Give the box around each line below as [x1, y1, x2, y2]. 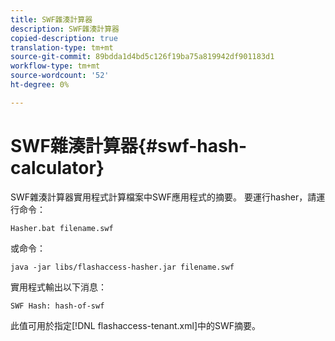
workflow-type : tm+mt [10, 61, 101, 71]
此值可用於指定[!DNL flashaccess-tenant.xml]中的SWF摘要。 [10, 319, 262, 331]
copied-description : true [10, 33, 118, 43]
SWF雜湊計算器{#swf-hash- [10, 134, 248, 157]
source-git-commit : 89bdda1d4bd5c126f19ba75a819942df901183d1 [10, 52, 275, 62]
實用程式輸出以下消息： [10, 281, 107, 293]
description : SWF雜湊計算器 [10, 24, 120, 34]
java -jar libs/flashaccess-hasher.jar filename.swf [10, 262, 235, 272]
